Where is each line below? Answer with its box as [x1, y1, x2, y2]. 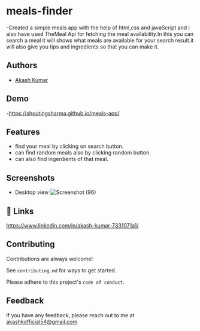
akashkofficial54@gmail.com [6, 318, 78, 325]
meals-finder [6, 4, 73, 18]
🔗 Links [6, 206, 34, 216]
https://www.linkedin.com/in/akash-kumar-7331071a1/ [6, 222, 139, 229]
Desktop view [14, 189, 49, 196]
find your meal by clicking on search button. [14, 142, 124, 150]
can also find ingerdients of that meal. [14, 156, 109, 163]
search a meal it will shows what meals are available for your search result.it [6, 37, 194, 44]
